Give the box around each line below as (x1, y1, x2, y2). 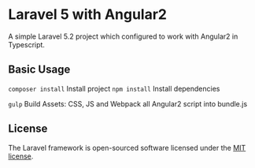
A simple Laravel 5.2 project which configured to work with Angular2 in (8, 32, 238, 41)
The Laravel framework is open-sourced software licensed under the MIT (8, 143, 246, 152)
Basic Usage (8, 63, 71, 77)
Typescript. (8, 39, 46, 49)
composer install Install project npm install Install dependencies (8, 84, 220, 93)
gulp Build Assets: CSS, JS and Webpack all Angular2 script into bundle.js (8, 99, 248, 108)
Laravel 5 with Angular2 (8, 6, 168, 24)
